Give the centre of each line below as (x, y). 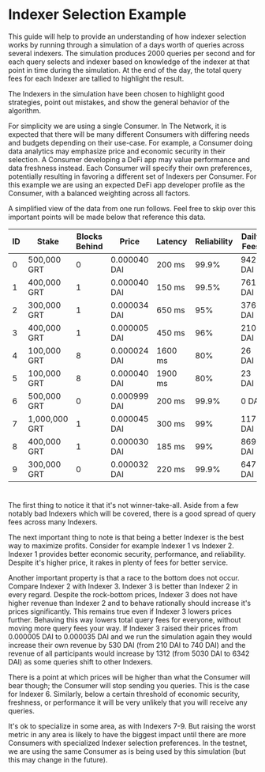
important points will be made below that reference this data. (107, 217)
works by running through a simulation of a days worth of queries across (126, 44)
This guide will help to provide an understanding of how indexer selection (127, 36)
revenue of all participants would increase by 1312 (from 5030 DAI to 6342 (129, 653)
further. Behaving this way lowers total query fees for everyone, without (125, 620)
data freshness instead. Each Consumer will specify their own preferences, (130, 168)
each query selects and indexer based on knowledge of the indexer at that (129, 62)
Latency (172, 241)
